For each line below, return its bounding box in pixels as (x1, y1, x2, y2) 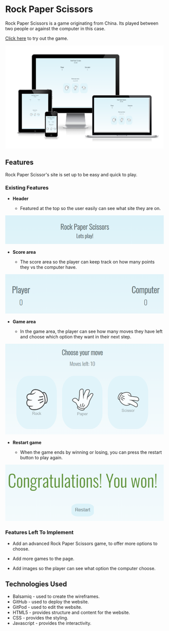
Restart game (12, 440, 42, 446)
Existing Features (5, 184, 49, 191)
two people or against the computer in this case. (5, 25, 106, 31)
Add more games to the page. (12, 555, 74, 562)
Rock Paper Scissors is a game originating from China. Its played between (5, 20, 158, 26)
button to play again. (20, 455, 63, 461)
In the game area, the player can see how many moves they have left (20, 328, 163, 334)
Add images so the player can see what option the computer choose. (12, 565, 156, 571)
